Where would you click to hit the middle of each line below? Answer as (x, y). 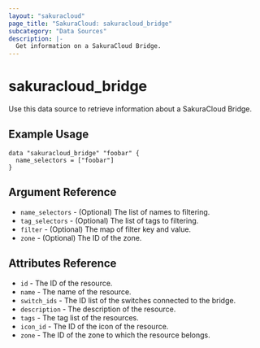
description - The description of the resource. (98, 309)
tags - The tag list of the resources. (80, 317)
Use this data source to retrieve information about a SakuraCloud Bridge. (130, 109)
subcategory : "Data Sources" (58, 31)
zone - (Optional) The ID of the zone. (81, 237)
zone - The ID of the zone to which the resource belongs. (115, 335)
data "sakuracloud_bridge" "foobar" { (74, 153)
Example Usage (49, 135)
